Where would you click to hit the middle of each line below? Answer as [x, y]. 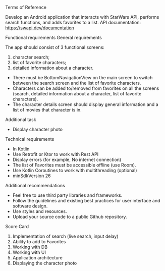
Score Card [17, 226]
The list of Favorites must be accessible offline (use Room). [74, 165]
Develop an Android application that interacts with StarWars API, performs [82, 17]
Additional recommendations [35, 185]
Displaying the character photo [45, 263]
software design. [30, 206]
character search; [31, 57]
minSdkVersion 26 [32, 176]
